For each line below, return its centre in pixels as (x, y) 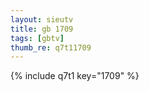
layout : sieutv (42, 19)
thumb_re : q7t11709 (51, 47)
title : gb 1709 (42, 29)
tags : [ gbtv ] (37, 38)
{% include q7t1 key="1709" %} (75, 76)
